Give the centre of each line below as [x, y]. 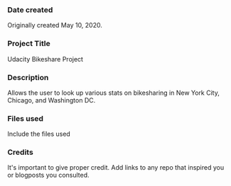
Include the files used [39, 134]
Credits [20, 152]
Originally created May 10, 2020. [55, 25]
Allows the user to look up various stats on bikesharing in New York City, [114, 93]
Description [28, 77]
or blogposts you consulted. [49, 175]
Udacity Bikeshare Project [45, 59]
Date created [30, 10]
